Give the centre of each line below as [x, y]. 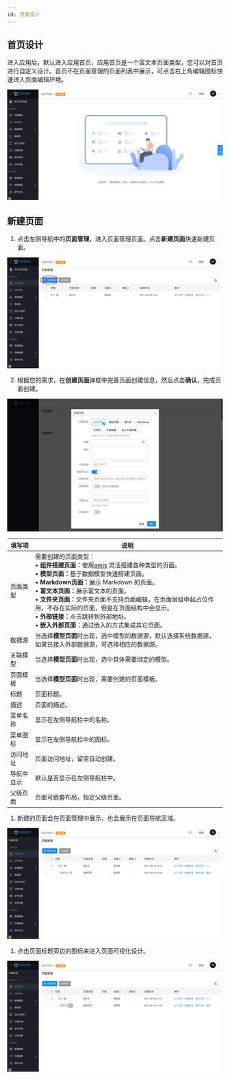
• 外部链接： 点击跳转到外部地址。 [82, 616]
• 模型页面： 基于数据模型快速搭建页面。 [92, 573]
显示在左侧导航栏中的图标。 [74, 739]
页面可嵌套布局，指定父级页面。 [80, 797]
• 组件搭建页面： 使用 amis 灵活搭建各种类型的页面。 [108, 565]
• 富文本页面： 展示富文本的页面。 [82, 591]
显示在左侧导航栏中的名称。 [74, 720]
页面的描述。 [53, 705]
